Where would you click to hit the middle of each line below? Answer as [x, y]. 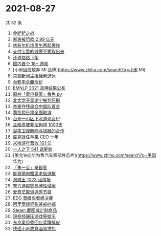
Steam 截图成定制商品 [35, 210]
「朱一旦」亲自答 [30, 167]
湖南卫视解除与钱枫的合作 [38, 130]
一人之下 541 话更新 [33, 149]
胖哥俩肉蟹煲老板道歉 [34, 173]
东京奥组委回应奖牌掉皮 [36, 222]
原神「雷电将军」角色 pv [37, 94]
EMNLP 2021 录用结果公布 [39, 88]
